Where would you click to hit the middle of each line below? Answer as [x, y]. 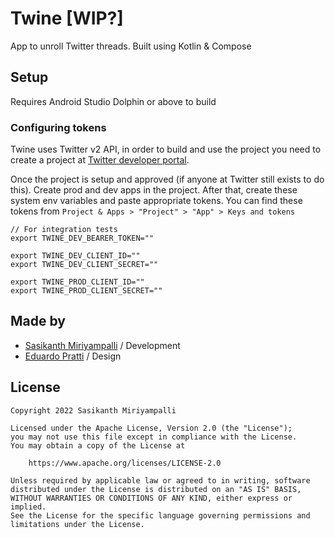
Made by [38, 321]
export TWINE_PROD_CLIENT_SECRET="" [86, 291]
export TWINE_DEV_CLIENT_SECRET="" [84, 265]
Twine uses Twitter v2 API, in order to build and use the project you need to [166, 149]
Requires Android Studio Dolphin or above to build [113, 101]
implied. [28, 507]
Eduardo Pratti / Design [73, 356]
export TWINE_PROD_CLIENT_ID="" [77, 282]
